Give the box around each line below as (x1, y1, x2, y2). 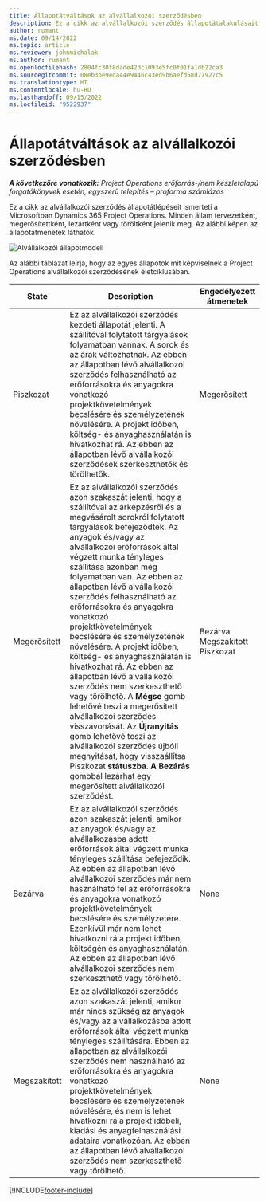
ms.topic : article (9, 41, 70, 49)
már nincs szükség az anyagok (69, 1006, 185, 1017)
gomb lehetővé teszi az (69, 731, 157, 742)
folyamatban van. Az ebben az (69, 572, 184, 583)
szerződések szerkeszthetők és (69, 459, 188, 470)
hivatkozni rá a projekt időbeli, (69, 1115, 182, 1126)
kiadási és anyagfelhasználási (69, 1125, 181, 1137)
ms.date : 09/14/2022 (9, 33, 78, 42)
